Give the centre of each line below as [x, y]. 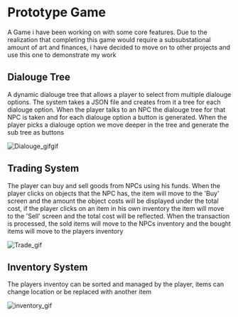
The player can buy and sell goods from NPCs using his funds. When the [114, 185]
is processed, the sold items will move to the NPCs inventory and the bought [119, 223]
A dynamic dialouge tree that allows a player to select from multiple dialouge [119, 94]
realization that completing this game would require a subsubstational [109, 39]
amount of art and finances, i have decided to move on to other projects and [119, 47]
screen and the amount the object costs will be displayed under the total [113, 201]
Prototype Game [57, 12]
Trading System [43, 168]
